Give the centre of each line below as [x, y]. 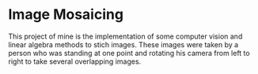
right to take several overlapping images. [75, 61]
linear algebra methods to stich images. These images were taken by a [123, 44]
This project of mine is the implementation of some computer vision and [125, 36]
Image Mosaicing [66, 15]
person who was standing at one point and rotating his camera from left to [129, 53]
